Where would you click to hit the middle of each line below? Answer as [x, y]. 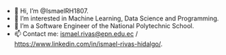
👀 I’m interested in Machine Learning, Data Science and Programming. [117, 18]
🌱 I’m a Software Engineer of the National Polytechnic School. [104, 26]
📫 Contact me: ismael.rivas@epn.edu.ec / [76, 34]
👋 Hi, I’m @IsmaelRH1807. [51, 11]
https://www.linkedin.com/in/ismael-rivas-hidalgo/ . [88, 44]
